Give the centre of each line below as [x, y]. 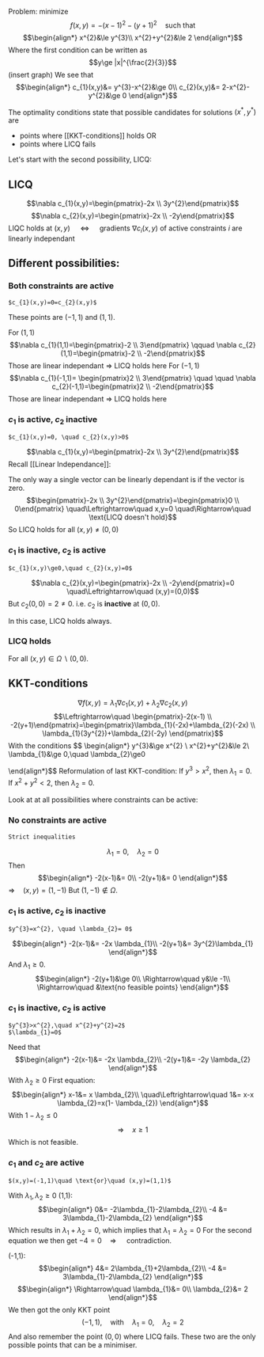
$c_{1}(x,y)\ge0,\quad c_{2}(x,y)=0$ [70, 568]
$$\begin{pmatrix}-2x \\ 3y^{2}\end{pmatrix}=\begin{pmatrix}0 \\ [133, 500]
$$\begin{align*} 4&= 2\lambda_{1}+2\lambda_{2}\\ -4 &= [133, 1268]
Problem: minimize [38, 11]
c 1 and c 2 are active [46, 1163]
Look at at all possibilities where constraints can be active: [103, 800]
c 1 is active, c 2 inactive [53, 420]
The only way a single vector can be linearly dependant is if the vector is [126, 480]
